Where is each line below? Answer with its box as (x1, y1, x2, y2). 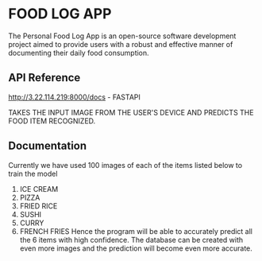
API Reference (8, 71, 81, 84)
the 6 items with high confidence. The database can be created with (19, 235, 244, 244)
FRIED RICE (19, 201, 58, 211)
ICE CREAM (19, 184, 59, 193)
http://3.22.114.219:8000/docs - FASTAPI (8, 92, 141, 102)
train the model (8, 169, 58, 178)
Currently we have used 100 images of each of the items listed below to (8, 160, 243, 169)
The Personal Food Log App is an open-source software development (8, 31, 237, 41)
